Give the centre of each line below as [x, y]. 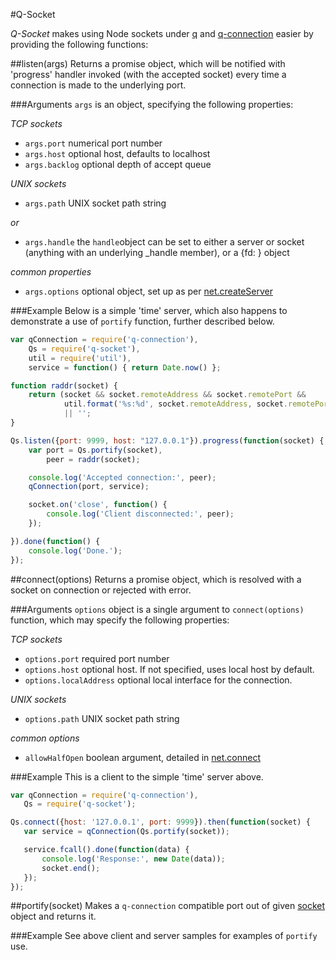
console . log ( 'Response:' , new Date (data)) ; [133, 859]
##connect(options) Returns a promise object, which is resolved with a [156, 579]
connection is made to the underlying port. [98, 85]
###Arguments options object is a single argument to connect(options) [157, 609]
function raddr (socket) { [64, 385]
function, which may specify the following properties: [120, 620]
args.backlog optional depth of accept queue [118, 164]
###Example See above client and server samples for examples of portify [164, 936]
